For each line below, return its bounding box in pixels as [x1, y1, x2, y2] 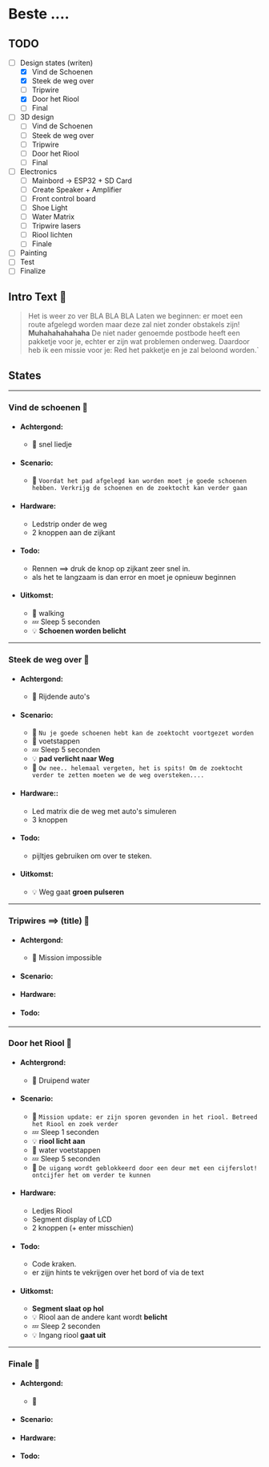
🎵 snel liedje [31, 440, 72, 449]
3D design [19, 112, 54, 122]
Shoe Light [31, 203, 68, 213]
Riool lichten [31, 230, 74, 240]
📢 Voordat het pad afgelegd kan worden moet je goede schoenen [31, 476, 247, 485]
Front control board [31, 193, 96, 203]
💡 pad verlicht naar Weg [31, 754, 114, 764]
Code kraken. [31, 1259, 77, 1269]
